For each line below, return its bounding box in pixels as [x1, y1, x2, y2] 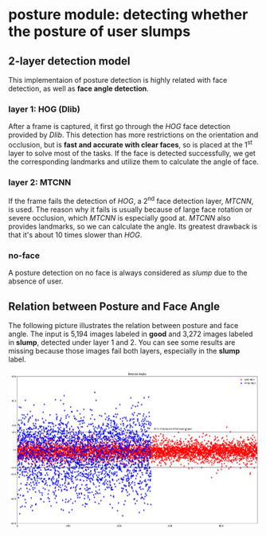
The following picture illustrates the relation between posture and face [8, 321, 239, 331]
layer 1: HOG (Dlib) [8, 104, 81, 115]
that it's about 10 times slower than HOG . [8, 229, 143, 240]
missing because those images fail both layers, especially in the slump [8, 346, 241, 356]
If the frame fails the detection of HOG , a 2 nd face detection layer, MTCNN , [8, 195, 254, 205]
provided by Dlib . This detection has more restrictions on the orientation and [8, 130, 259, 140]
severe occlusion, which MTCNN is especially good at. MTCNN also [8, 213, 231, 222]
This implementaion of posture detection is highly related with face [8, 76, 228, 84]
